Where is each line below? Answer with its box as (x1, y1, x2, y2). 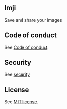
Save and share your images (4, 17, 62, 23)
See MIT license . (4, 99, 39, 105)
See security (4, 71, 30, 78)
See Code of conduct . (4, 44, 49, 50)
